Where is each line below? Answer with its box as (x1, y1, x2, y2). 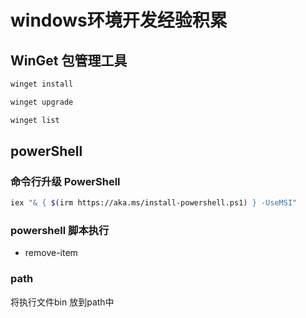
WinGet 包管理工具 (10, 52, 128, 69)
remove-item (24, 247, 78, 259)
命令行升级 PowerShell (10, 174, 121, 188)
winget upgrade (10, 97, 74, 107)
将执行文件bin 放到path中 (10, 296, 115, 308)
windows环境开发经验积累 (10, 9, 228, 32)
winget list (10, 115, 60, 125)
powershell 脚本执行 (10, 224, 110, 238)
